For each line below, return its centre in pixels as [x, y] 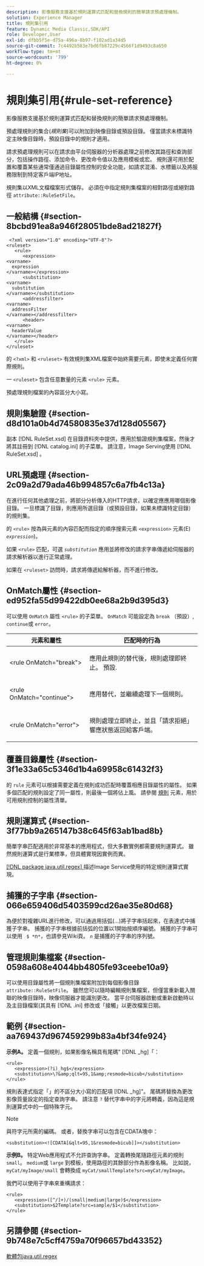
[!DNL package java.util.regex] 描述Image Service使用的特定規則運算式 [95, 867]
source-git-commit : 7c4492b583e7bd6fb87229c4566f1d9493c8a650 [87, 46]
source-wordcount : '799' [38, 57]
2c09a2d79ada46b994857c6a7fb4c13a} [86, 485]
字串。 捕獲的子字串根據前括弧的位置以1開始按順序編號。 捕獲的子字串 [104, 928]
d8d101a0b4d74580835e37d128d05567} [87, 423]
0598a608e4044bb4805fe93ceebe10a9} [87, 967]
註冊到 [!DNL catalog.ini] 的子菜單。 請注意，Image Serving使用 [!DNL [104, 447]
